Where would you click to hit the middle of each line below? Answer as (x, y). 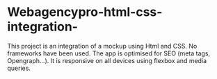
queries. (19, 68)
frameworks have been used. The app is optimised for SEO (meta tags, (109, 53)
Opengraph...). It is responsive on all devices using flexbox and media (107, 60)
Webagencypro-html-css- (85, 12)
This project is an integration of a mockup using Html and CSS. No (102, 46)
